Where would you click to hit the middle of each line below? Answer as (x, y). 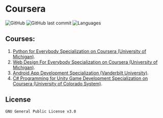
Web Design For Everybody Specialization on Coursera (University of (85, 62)
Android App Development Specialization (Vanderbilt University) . (80, 73)
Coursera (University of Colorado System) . (58, 83)
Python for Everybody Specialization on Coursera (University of (79, 51)
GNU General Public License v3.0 (41, 111)
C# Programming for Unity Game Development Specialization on (80, 78)
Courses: (20, 39)
